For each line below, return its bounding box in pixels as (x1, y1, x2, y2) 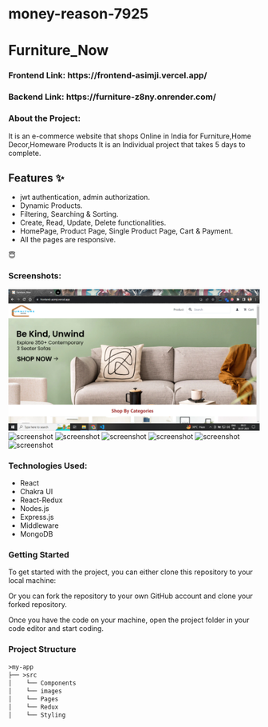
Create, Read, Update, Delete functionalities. (19, 218, 167, 228)
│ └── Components (8, 679, 77, 687)
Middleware (19, 521, 59, 530)
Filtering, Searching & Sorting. (19, 210, 119, 219)
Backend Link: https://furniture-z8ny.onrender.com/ (8, 91, 217, 102)
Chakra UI (19, 486, 53, 496)
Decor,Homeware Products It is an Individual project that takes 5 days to (8, 139, 246, 149)
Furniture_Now (8, 42, 109, 60)
